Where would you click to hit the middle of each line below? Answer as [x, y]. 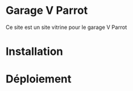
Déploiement [39, 79]
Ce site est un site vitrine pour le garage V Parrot [66, 27]
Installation [34, 52]
